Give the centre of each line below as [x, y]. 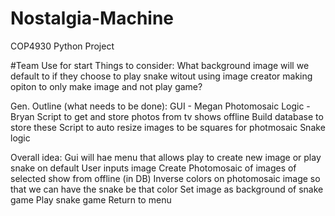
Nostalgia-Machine [92, 18]
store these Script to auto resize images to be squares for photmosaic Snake [168, 127]
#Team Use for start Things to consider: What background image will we [160, 65]
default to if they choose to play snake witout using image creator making [161, 76]
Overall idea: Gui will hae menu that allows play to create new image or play [166, 157]
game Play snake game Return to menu [91, 199]
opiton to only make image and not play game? [106, 86]
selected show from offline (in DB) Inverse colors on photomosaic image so [165, 178]
